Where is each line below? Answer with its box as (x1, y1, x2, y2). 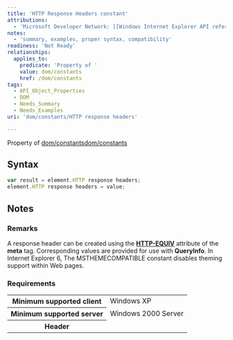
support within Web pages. (7, 261, 85, 269)
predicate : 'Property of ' (19, 62, 98, 69)
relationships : (7, 49, 51, 56)
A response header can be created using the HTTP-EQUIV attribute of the (7, 239, 219, 247)
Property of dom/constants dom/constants (7, 138, 128, 146)
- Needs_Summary (13, 101, 60, 108)
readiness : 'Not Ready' (7, 42, 76, 49)
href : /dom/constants (19, 74, 82, 82)
